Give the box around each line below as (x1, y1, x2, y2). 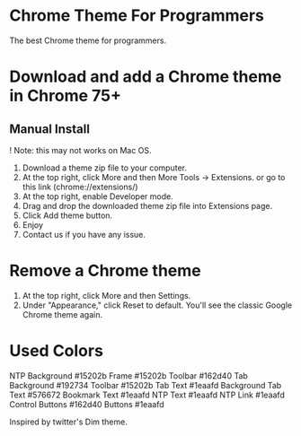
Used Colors (9, 341, 103, 362)
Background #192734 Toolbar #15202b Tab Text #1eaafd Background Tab (9, 379, 282, 390)
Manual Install (9, 121, 90, 136)
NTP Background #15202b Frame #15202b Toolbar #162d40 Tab (9, 370, 249, 381)
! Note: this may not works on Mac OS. (9, 144, 152, 155)
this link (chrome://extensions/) (22, 181, 138, 192)
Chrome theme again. (22, 309, 103, 319)
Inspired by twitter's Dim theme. (9, 416, 128, 427)
